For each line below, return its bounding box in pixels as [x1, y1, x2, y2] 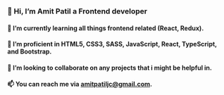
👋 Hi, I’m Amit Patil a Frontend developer [7, 6, 148, 16]
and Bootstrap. [7, 47, 52, 56]
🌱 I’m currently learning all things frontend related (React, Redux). [7, 24, 204, 32]
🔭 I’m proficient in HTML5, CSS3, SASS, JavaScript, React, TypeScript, [7, 40, 217, 49]
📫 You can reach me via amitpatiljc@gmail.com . [7, 80, 153, 89]
